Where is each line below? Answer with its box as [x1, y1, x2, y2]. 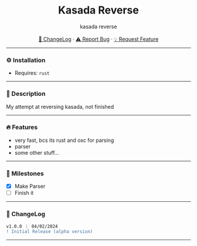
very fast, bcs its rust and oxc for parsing [14, 137, 114, 144]
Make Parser [14, 183, 46, 190]
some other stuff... [14, 149, 59, 156]
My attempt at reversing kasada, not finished [6, 103, 114, 110]
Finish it [14, 190, 34, 197]
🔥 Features [6, 123, 38, 131]
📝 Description [6, 89, 46, 98]
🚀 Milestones [6, 169, 44, 177]
